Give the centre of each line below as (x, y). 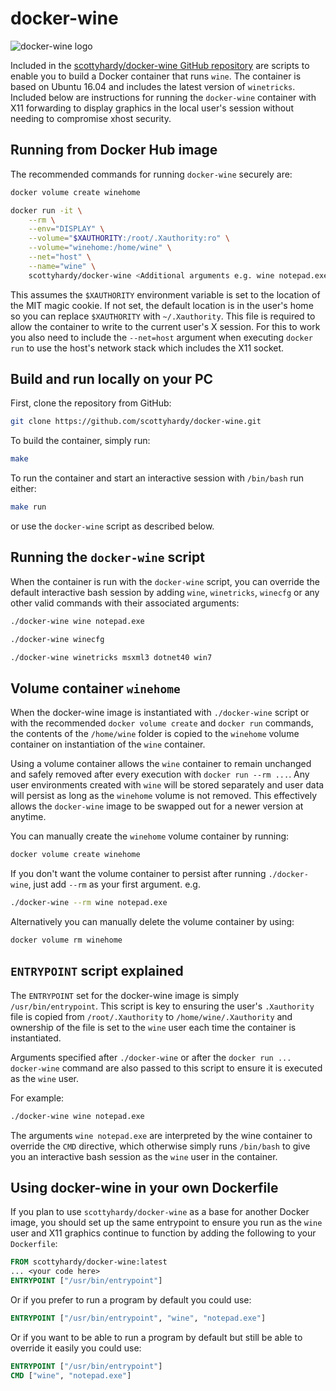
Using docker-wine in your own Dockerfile (144, 1188)
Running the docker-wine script (107, 557)
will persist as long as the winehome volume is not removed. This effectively (164, 796)
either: (23, 489)
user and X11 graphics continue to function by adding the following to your (163, 1233)
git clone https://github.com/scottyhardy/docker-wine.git (136, 422)
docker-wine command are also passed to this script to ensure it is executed (166, 1068)
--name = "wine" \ (62, 266)
